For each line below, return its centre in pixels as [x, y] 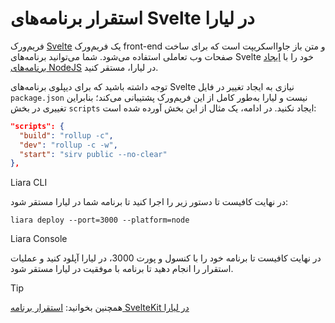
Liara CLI [29, 183]
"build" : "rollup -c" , [66, 135]
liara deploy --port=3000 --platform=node [100, 220]
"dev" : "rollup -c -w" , [68, 145]
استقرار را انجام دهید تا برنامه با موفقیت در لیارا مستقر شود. [122, 269]
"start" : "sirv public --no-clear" [93, 154]
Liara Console [39, 239]
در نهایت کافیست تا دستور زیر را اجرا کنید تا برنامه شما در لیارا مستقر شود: [149, 202]
